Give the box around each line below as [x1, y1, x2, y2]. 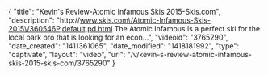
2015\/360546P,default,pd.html [8, 24, 113, 33]
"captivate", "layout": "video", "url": [8, 50, 126, 59]
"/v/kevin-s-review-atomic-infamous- [127, 50, 253, 59]
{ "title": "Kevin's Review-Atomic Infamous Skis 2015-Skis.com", [8, 7, 221, 16]
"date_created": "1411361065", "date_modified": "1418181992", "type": [8, 41, 240, 51]
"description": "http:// [8, 15, 81, 25]
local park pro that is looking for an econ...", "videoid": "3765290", [8, 32, 228, 42]
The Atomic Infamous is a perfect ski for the [114, 24, 261, 33]
